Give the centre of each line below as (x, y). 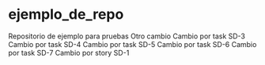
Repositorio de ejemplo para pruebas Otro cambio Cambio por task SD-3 (127, 36)
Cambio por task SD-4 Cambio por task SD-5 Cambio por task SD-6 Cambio (132, 44)
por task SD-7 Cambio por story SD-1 (69, 52)
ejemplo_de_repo (66, 14)
